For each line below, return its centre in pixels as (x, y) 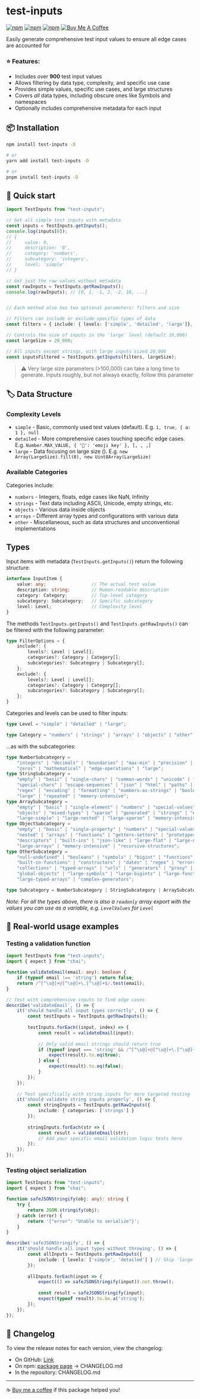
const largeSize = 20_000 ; (40, 340)
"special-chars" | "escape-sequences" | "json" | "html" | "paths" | (105, 785)
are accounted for (28, 45)
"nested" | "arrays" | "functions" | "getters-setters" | (90, 835)
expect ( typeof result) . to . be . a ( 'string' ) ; (91, 1299)
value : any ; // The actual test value (86, 584)
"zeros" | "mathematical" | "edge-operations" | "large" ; (90, 768)
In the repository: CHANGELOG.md (58, 1372)
